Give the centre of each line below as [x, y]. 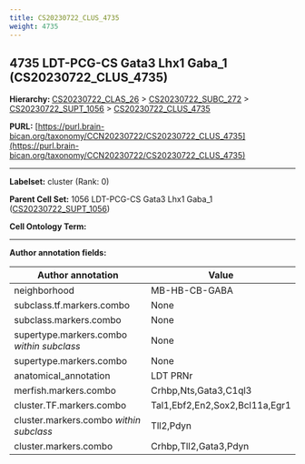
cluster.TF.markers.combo [70, 406]
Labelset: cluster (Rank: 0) [59, 182]
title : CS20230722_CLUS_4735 [64, 18]
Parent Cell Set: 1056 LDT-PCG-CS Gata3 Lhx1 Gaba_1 [111, 199]
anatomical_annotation [62, 376]
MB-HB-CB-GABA [192, 290]
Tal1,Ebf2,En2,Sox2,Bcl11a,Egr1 [221, 406]
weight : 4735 [34, 26]
